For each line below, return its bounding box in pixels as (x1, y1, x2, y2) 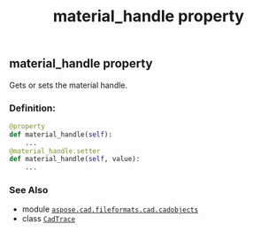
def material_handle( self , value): (9, 155, 141, 164)
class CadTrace (21, 213, 76, 224)
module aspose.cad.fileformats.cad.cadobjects (21, 204, 199, 214)
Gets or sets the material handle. (9, 80, 128, 90)
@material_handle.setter (9, 146, 101, 156)
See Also (9, 184, 49, 197)
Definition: (9, 102, 56, 114)
